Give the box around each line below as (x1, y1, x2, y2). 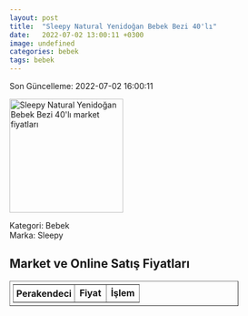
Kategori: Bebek (9, 220, 70, 230)
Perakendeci (16, 287, 73, 300)
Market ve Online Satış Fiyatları (9, 256, 191, 271)
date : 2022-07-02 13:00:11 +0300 (9, 30, 144, 39)
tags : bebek (9, 56, 55, 65)
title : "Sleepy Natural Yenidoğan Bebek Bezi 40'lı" (9, 22, 218, 31)
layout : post (9, 13, 59, 23)
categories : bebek (9, 47, 79, 56)
